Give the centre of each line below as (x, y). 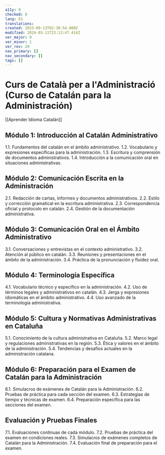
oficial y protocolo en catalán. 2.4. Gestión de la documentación (70, 208)
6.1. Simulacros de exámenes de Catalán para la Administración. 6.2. (74, 389)
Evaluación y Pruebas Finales (51, 421)
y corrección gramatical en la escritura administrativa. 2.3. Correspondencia (82, 203)
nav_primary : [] (22, 51)
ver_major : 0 (18, 38)
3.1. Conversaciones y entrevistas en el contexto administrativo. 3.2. (74, 249)
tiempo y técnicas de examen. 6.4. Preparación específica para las (73, 400)
